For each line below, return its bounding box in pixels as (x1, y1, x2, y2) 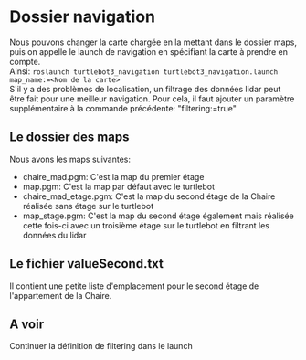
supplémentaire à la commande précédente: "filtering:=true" (9, 102, 237, 113)
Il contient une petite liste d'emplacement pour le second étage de (9, 281, 259, 291)
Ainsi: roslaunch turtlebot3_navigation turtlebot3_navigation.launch (9, 66, 279, 77)
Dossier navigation (9, 6, 156, 27)
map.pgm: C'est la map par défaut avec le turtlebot (22, 181, 216, 192)
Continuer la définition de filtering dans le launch (9, 341, 194, 352)
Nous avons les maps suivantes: (9, 154, 131, 164)
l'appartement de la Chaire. (9, 290, 112, 301)
